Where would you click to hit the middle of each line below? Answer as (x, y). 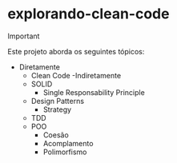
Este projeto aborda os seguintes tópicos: (76, 51)
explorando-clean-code (88, 14)
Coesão (56, 135)
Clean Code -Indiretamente (76, 75)
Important (24, 36)
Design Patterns (58, 101)
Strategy (57, 109)
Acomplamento (68, 143)
